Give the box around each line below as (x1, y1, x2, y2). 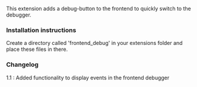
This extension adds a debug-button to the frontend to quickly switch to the (6, 5, 191, 12)
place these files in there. (6, 46, 68, 53)
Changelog (6, 60, 39, 69)
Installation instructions (6, 26, 77, 34)
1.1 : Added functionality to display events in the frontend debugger (6, 74, 170, 81)
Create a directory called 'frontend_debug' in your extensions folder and (6, 40, 183, 47)
